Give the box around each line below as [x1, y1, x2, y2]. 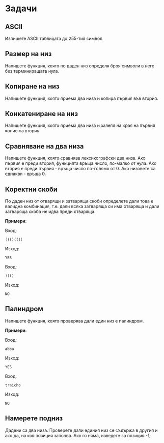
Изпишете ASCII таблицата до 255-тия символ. [5, 35, 104, 41]
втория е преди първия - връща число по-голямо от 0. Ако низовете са [5, 166, 156, 172]
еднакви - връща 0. [5, 171, 46, 177]
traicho [5, 383, 21, 387]
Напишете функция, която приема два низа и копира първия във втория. [5, 95, 159, 101]
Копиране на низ [5, 82, 60, 91]
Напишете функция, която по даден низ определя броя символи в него [5, 62, 155, 69]
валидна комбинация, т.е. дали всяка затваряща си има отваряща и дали [5, 204, 160, 209]
